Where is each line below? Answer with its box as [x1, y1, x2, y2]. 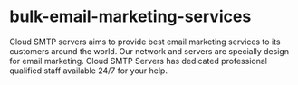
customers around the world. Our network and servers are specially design [9, 45, 290, 56]
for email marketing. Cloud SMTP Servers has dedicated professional [9, 55, 267, 66]
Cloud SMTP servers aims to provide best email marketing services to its [9, 36, 281, 47]
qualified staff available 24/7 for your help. [9, 65, 168, 76]
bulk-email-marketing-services [9, 6, 252, 27]
